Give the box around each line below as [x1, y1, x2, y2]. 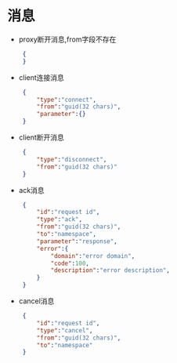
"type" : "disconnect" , [36, 155, 107, 163]
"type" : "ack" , [36, 216, 83, 223]
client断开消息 [18, 132, 64, 142]
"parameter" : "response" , [36, 237, 118, 245]
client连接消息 [18, 72, 64, 82]
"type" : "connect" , [36, 96, 97, 103]
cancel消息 [18, 296, 55, 306]
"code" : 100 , [50, 260, 90, 267]
